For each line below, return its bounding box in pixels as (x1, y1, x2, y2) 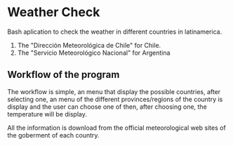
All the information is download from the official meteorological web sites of (7, 124, 226, 132)
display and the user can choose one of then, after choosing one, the (7, 102, 207, 111)
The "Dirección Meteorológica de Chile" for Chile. (17, 41, 161, 49)
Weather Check (7, 4, 100, 20)
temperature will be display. (7, 109, 88, 118)
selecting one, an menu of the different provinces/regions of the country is (7, 95, 223, 103)
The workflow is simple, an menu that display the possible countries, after (7, 87, 221, 95)
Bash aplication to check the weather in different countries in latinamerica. (7, 27, 222, 36)
